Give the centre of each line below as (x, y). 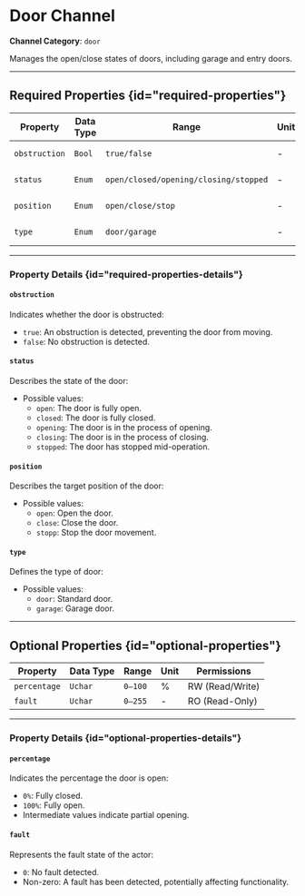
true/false (128, 153)
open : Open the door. (74, 513)
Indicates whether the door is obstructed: (87, 314)
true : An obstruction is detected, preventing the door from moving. (148, 331)
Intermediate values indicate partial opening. (106, 815)
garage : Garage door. (75, 608)
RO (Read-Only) (223, 702)
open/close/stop (140, 206)
